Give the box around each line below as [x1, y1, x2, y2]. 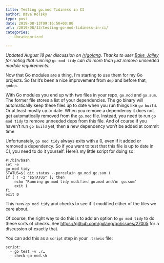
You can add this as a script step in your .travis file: [5, 235, 113, 241]
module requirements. [5, 62, 50, 69]
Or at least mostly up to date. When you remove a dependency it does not [5, 107, 154, 113]
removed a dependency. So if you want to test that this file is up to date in [5, 143, 154, 149]
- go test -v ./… [10, 249, 45, 254]
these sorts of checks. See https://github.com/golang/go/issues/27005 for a [5, 220, 159, 226]
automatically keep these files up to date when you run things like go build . [5, 102, 158, 108]
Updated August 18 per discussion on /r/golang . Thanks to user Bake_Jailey [5, 52, 159, 58]
